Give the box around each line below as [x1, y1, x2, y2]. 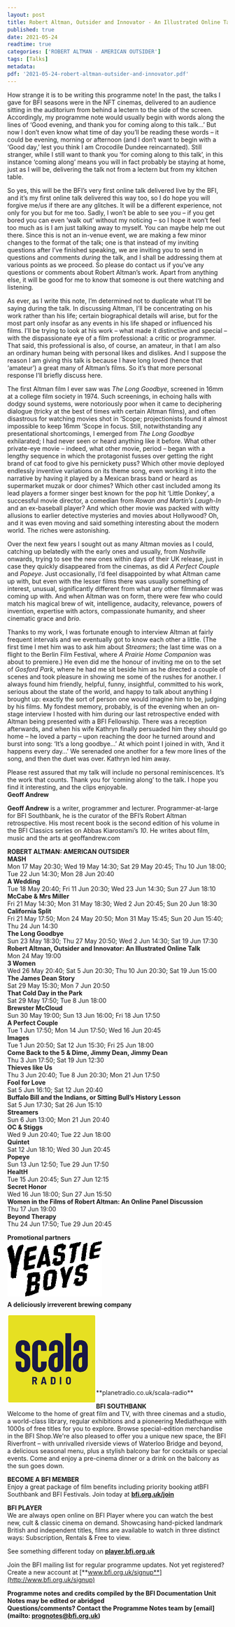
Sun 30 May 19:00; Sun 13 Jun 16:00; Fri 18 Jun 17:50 [7, 1011, 161, 1019]
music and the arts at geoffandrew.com [7, 833, 120, 842]
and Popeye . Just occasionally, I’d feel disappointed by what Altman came [7, 569, 221, 578]
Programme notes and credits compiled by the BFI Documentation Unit [7, 1588, 217, 1598]
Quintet [7, 1138, 30, 1146]
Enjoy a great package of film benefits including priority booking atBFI [7, 1483, 209, 1491]
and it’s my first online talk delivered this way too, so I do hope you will [7, 193, 211, 202]
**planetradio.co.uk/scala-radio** [96, 1388, 194, 1396]
